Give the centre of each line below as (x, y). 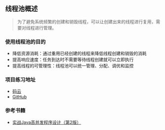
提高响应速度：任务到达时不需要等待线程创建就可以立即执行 (73, 60)
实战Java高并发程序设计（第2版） (47, 122)
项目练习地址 (21, 80)
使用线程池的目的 (25, 42)
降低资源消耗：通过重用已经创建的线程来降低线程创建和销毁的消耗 (79, 54)
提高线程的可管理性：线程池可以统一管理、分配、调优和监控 (73, 66)
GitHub (20, 97)
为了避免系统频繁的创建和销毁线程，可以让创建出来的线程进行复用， (86, 22)
